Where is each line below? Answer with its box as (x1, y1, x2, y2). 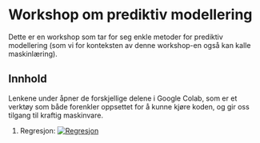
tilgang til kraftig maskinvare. (8, 110, 104, 120)
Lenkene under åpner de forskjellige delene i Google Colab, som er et (8, 93, 238, 103)
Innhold (8, 72, 47, 85)
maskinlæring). (8, 49, 58, 58)
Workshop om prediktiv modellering (8, 6, 253, 24)
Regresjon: (19, 125, 56, 135)
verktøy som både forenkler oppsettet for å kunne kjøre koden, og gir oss (8, 101, 250, 111)
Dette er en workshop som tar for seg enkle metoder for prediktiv (8, 32, 224, 42)
